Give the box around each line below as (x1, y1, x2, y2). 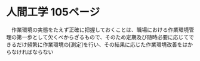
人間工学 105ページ (6, 5, 100, 19)
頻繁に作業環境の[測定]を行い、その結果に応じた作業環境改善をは (26, 41, 188, 48)
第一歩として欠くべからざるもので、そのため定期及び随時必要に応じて (16, 33, 189, 40)
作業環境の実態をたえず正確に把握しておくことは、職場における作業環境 (11, 26, 189, 33)
